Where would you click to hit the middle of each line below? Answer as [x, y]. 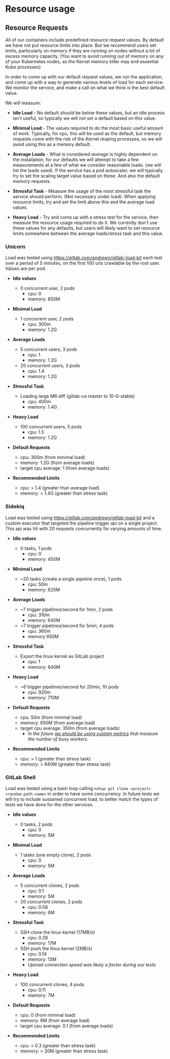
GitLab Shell [21, 777]
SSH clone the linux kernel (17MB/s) [58, 932]
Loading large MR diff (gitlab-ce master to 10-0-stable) [78, 396]
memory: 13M [42, 959]
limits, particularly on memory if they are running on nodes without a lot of [83, 51]
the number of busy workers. [58, 739]
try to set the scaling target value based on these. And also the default [86, 176]
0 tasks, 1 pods [36, 548]
